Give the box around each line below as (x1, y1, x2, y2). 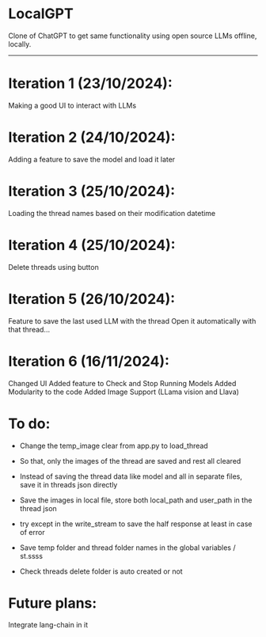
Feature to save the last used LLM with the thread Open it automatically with (8, 316, 256, 325)
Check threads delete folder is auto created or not (19, 567, 184, 576)
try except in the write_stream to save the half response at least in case (19, 519, 253, 529)
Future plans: (8, 594, 97, 612)
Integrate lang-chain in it (8, 620, 89, 630)
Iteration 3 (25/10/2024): (8, 183, 176, 200)
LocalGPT (8, 5, 74, 23)
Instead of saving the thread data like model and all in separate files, (19, 472, 243, 481)
